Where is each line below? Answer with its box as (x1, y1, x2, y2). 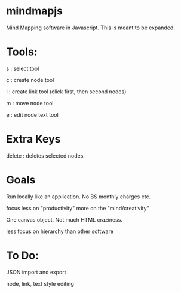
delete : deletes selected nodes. (6, 152, 85, 159)
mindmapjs (6, 4, 63, 18)
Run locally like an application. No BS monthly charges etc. (6, 193, 151, 200)
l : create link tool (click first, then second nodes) (6, 88, 127, 95)
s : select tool (6, 65, 39, 72)
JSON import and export (6, 268, 66, 276)
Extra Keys (6, 132, 61, 146)
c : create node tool (6, 76, 54, 83)
